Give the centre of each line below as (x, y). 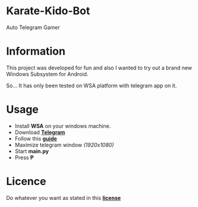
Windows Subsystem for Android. (47, 74)
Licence (26, 181)
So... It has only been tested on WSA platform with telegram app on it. (92, 85)
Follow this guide (36, 138)
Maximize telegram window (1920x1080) (64, 145)
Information (36, 51)
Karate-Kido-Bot (48, 11)
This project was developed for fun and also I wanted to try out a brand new (99, 68)
